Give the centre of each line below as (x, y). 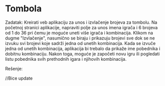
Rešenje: (14, 68)
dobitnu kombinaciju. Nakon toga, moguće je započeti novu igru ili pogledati (82, 54)
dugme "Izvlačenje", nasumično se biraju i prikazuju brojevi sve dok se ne (80, 38)
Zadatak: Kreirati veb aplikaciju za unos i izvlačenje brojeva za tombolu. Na (81, 22)
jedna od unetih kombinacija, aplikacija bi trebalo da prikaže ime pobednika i (83, 48)
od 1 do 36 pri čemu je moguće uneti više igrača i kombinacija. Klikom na (79, 33)
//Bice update (19, 78)
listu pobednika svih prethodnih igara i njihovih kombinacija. (66, 59)
